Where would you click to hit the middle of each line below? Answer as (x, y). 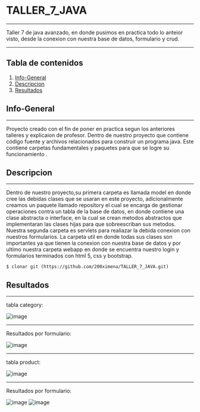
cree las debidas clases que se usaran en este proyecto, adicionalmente (95, 199)
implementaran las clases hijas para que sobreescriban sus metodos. (91, 224)
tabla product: (23, 362)
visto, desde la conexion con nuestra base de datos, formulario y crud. (93, 39)
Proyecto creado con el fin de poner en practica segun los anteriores (91, 129)
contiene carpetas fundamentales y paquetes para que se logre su (88, 148)
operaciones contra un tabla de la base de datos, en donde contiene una (95, 211)
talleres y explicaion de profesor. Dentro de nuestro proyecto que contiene (98, 135)
